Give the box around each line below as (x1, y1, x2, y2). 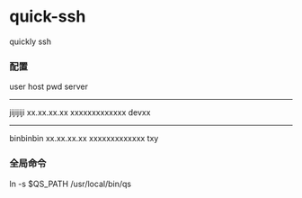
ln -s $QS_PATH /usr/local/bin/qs (9, 178, 132, 189)
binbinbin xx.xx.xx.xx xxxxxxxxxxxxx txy (9, 133, 159, 144)
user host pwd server (9, 81, 88, 92)
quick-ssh (9, 6, 86, 27)
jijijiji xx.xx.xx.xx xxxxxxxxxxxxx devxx (9, 107, 151, 118)
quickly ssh (9, 36, 52, 47)
